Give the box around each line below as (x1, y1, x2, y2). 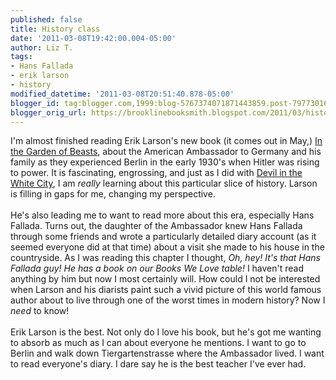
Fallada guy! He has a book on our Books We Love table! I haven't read (10, 262, 305, 275)
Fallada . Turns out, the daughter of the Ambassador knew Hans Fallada (10, 220, 303, 232)
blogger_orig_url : (10, 107, 87, 118)
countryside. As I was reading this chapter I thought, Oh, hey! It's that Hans (10, 252, 321, 264)
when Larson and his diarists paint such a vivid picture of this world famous (10, 284, 322, 296)
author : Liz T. (10, 42, 74, 53)
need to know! (10, 305, 70, 317)
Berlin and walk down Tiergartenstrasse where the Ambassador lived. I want (10, 347, 325, 360)
